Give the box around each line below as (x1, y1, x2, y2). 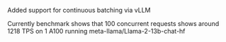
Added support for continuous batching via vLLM (7, 6, 151, 14)
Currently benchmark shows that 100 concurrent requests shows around (7, 20, 220, 27)
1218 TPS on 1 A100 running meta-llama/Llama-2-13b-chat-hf (7, 27, 186, 35)
